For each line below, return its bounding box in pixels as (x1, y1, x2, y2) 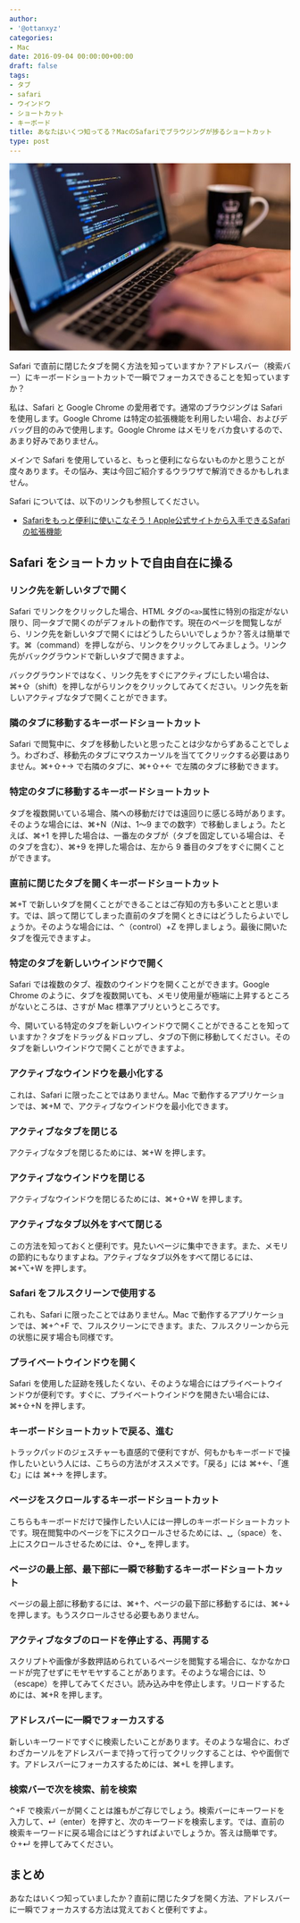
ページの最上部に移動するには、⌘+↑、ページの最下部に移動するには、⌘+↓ (9, 1598, 291, 1609)
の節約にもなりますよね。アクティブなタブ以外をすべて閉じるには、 (9, 1251, 258, 1262)
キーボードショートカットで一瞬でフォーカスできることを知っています (32, 372, 291, 383)
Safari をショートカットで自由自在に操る (9, 555, 234, 570)
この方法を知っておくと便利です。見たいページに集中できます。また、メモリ (9, 1240, 288, 1251)
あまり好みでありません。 (9, 436, 104, 446)
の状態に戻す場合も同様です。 (9, 1331, 119, 1342)
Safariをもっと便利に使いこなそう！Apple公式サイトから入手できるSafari (21, 515, 290, 526)
